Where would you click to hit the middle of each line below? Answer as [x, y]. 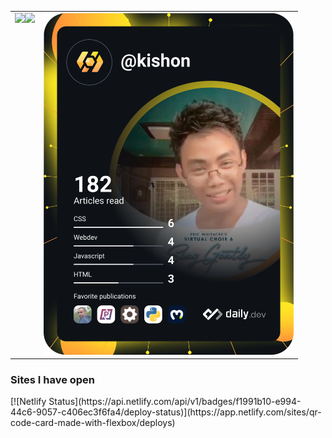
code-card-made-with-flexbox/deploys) [93, 423]
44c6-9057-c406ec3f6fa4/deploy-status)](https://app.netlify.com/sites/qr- [166, 412]
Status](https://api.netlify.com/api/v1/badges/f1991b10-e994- [175, 402]
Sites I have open [53, 380]
